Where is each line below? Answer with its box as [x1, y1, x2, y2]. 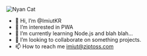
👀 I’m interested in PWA [14, 24, 73, 30]
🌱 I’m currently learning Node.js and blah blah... [14, 30, 134, 37]
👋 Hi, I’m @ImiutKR [14, 17, 62, 24]
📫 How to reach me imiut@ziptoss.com [14, 43, 114, 50]
